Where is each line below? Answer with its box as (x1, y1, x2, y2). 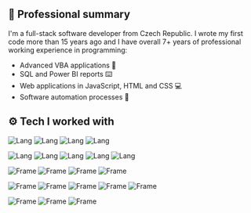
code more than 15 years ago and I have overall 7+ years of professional (8, 37, 242, 46)
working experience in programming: (8, 45, 128, 55)
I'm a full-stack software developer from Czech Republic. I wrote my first (8, 28, 243, 38)
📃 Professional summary (8, 8, 131, 21)
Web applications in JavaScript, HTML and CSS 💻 (19, 81, 183, 90)
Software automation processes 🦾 (19, 92, 129, 102)
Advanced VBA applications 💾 (19, 60, 117, 70)
